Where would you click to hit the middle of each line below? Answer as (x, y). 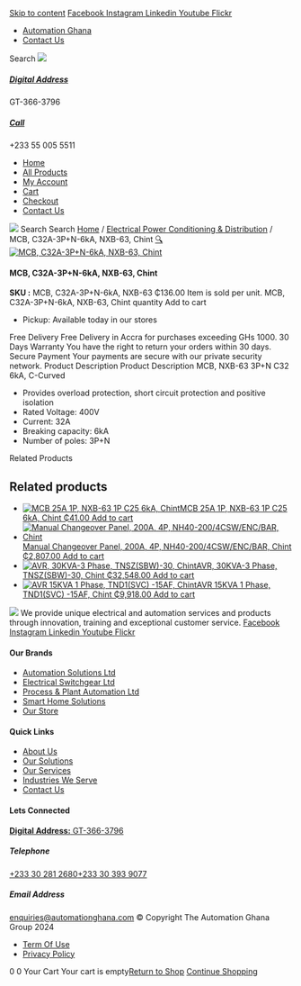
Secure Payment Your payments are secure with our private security (136, 357)
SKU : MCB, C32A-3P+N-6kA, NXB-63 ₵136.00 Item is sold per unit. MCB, (147, 293)
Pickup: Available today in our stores (89, 320)
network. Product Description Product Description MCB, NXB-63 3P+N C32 (149, 366)
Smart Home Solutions (64, 701)
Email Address (37, 894)
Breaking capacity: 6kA (66, 431)
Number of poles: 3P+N (66, 441)
